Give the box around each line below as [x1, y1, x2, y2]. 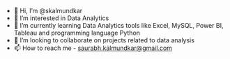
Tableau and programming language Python [13, 28, 141, 37]
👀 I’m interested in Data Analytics [13, 14, 109, 22]
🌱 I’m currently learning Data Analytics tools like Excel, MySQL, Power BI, [13, 22, 224, 29]
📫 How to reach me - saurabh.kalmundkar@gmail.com [13, 44, 173, 52]
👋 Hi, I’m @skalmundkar [13, 7, 83, 15]
